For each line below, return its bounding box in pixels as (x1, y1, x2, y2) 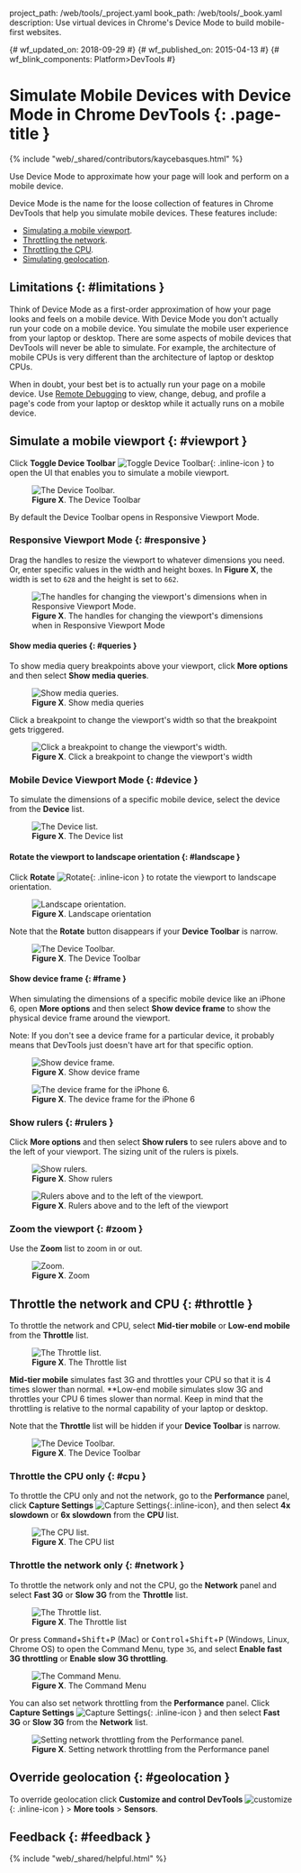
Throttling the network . (22, 234, 108, 245)
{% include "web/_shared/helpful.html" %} (9, 1853, 167, 1864)
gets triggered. (9, 725, 65, 735)
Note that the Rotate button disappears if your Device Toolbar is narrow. (9, 926, 279, 936)
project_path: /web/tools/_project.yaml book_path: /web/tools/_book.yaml (9, 8, 283, 18)
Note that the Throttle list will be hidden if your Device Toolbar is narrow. (9, 1421, 281, 1431)
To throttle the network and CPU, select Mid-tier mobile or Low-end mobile (9, 1320, 290, 1331)
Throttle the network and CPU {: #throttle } (9, 1296, 253, 1311)
